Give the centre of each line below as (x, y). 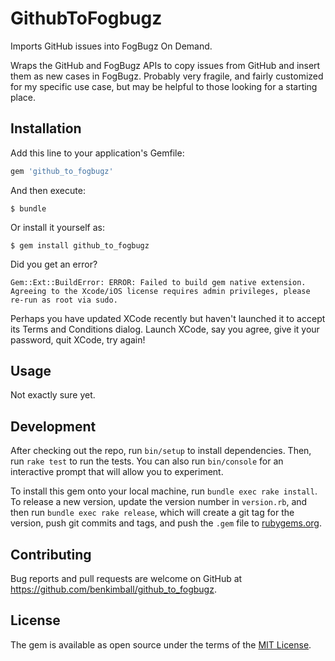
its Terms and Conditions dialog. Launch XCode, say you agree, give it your (165, 329)
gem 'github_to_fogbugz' (62, 171)
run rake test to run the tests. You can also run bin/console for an (147, 461)
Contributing (51, 554)
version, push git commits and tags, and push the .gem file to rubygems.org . (166, 523)
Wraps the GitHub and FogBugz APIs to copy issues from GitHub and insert (165, 65)
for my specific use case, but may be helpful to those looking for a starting (164, 86)
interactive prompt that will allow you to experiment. (117, 472)
